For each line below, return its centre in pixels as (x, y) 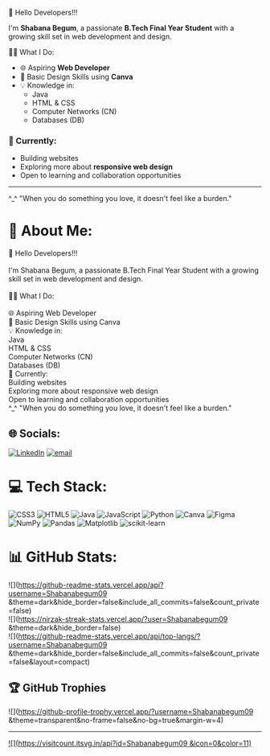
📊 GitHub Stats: (63, 557)
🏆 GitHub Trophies (57, 688)
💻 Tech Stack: (58, 487)
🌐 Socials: (35, 433)
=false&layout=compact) (49, 661)
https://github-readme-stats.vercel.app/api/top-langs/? (109, 636)
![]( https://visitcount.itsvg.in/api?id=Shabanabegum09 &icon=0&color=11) (130, 743)
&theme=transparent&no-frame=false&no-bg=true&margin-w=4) (116, 720)
